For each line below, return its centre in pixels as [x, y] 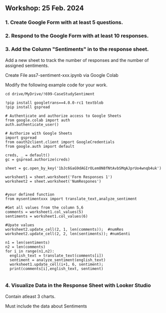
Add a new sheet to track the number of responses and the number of [77, 60]
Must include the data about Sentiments [46, 306]
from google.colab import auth [38, 120]
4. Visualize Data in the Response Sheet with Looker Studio [78, 286]
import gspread [21, 138]
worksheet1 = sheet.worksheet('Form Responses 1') [59, 177]
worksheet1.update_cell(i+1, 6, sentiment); [57, 264]
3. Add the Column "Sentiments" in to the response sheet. [77, 49]
